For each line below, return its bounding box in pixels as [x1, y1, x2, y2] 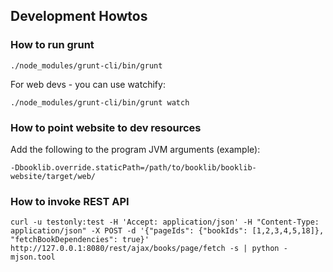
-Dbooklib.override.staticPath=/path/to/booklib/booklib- [10, 162, 257, 173]
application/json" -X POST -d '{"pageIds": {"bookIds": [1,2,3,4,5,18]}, [10, 226, 325, 236]
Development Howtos [10, 8, 148, 25]
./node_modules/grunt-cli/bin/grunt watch [10, 97, 190, 108]
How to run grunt [10, 38, 95, 52]
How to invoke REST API [10, 194, 130, 208]
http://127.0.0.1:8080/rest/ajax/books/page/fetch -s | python [10, 244, 280, 254]
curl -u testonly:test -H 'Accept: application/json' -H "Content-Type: [10, 217, 320, 228]
